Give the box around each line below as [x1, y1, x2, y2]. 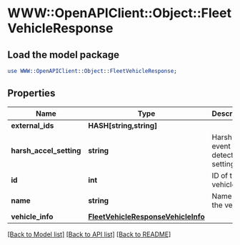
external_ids [11, 120, 54, 130]
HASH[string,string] [88, 120, 158, 130]
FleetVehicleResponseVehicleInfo [88, 211, 205, 221]
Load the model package [7, 49, 120, 61]
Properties [7, 87, 56, 99]
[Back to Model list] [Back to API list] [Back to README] [7, 230, 171, 239]
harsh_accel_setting [11, 145, 81, 155]
